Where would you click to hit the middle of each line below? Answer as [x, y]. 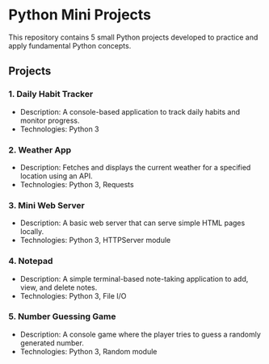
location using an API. [56, 176]
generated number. [52, 343]
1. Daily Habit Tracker [51, 94]
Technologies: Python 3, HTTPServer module [95, 241]
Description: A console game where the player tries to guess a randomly [140, 334]
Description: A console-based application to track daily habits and [130, 111]
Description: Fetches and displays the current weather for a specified [135, 167]
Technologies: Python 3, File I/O [73, 295]
